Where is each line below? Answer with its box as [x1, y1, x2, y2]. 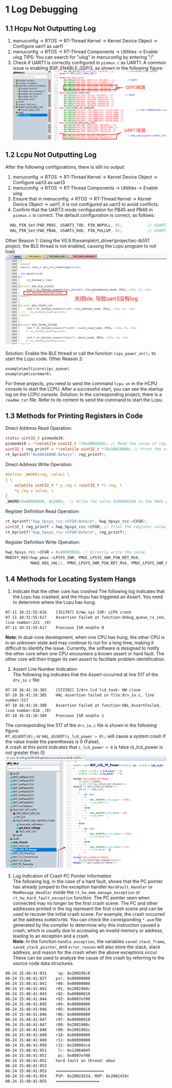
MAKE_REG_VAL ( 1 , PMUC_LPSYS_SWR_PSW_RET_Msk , [30, 560, 130, 566]
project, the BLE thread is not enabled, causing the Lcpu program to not [5, 243, 157, 249]
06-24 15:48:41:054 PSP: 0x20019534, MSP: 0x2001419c [5, 1073, 130, 1079]
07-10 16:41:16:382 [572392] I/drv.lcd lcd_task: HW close [5, 688, 141, 693]
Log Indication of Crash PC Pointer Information [12, 873, 112, 879]
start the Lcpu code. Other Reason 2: [5, 356, 83, 362]
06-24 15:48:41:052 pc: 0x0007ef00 [5, 1053, 91, 1058]
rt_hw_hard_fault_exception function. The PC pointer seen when [12, 894, 150, 900]
